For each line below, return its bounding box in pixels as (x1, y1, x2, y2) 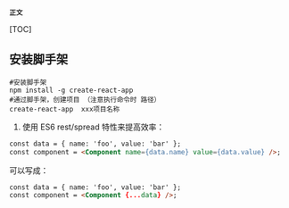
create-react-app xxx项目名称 (9, 104, 120, 113)
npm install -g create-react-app (9, 86, 134, 95)
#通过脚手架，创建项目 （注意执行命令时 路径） (9, 95, 161, 104)
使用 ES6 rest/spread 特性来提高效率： (21, 121, 165, 132)
